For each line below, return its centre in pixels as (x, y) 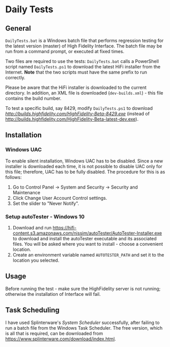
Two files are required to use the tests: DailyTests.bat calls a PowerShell (82, 61)
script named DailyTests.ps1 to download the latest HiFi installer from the (83, 67)
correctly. (15, 77)
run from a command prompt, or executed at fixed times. (65, 51)
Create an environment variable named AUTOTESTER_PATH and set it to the (88, 255)
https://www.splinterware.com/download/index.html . (61, 339)
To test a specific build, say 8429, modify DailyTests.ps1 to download (79, 108)
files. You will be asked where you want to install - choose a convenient (88, 244)
